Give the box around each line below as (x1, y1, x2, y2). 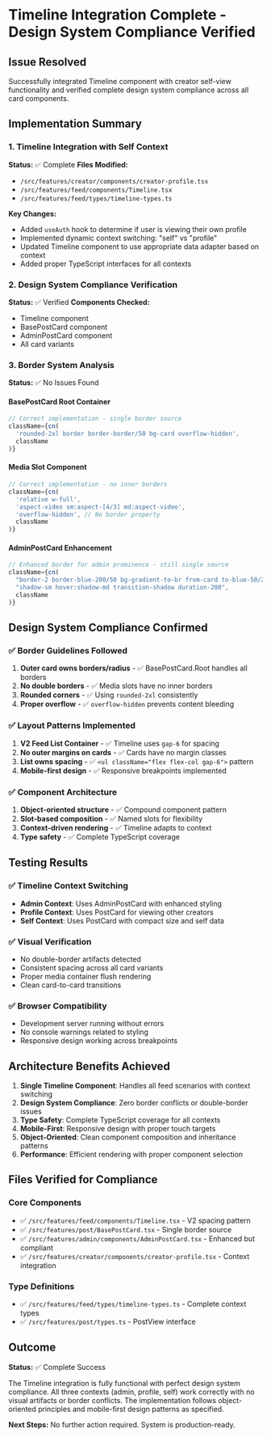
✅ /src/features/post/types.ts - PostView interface (19, 1317, 196, 1326)
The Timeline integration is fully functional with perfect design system (8, 1378, 240, 1388)
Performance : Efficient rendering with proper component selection (19, 1150, 244, 1160)
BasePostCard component (19, 322, 108, 332)
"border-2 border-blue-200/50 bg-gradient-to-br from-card (15, 576, 219, 584)
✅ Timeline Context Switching (8, 880, 129, 891)
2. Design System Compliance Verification (8, 279, 178, 290)
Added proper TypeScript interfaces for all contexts (19, 259, 192, 268)
